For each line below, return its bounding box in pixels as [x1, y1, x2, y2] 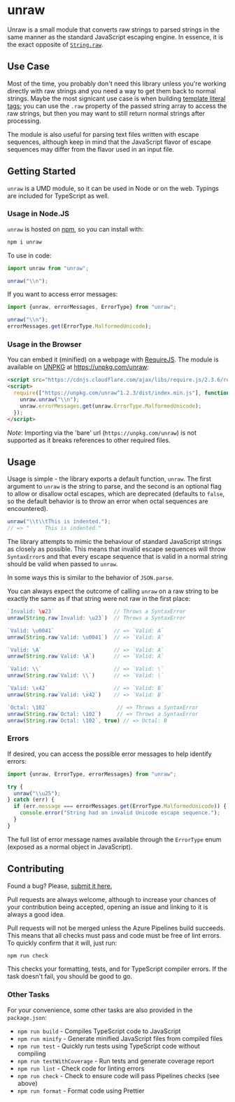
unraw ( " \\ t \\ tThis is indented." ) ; [7, 518, 111, 525]
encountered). [7, 505, 48, 513]
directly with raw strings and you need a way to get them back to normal [7, 86, 216, 95]
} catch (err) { [7, 796, 55, 804]
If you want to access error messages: [7, 290, 118, 298]
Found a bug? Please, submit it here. [7, 882, 113, 890]
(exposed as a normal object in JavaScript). [7, 842, 133, 851]
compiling [17, 1049, 47, 1058]
